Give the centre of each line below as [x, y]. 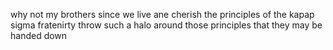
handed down [39, 35]
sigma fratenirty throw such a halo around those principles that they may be [166, 25]
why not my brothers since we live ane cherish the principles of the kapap [162, 14]
